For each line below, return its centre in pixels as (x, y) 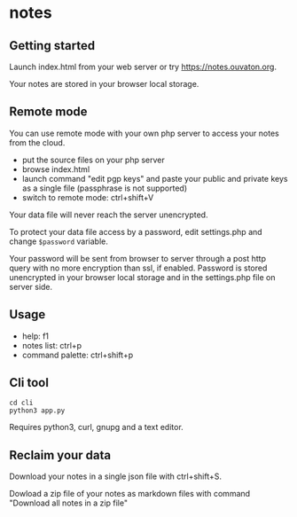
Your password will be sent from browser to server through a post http (138, 258)
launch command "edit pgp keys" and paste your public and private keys (155, 178)
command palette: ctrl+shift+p (78, 355)
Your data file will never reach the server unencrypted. (109, 215)
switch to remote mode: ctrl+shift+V (88, 197)
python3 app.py (37, 411)
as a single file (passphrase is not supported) (105, 188)
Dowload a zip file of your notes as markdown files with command (130, 494)
